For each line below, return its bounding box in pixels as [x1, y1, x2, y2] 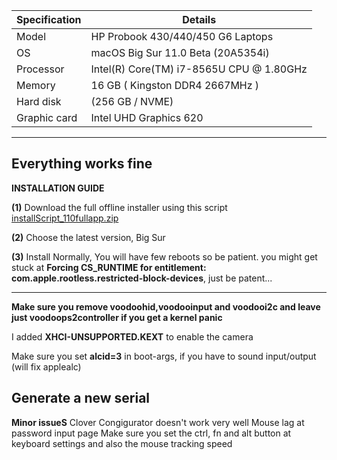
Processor [16, 62, 65, 76]
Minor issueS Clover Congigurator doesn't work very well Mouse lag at [11, 416, 305, 428]
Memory [16, 79, 56, 92]
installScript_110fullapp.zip [11, 212, 119, 224]
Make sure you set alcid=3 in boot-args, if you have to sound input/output [11, 350, 317, 362]
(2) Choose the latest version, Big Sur [11, 231, 166, 243]
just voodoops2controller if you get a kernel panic [11, 311, 223, 323]
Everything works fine [11, 155, 153, 173]
